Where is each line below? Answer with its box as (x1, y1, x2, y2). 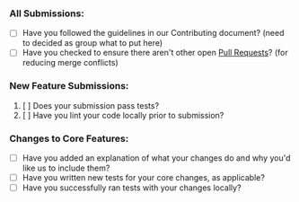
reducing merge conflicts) (22, 57, 119, 68)
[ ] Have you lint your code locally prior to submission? (22, 110, 224, 120)
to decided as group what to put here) (22, 38, 163, 48)
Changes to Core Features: (9, 132, 129, 145)
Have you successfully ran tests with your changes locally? (22, 182, 242, 193)
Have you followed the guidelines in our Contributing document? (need (22, 28, 285, 39)
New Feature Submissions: (9, 80, 129, 92)
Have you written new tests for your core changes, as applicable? (22, 172, 265, 183)
